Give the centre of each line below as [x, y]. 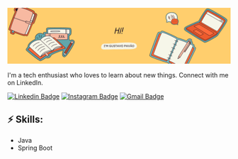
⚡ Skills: [25, 120]
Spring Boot [35, 148]
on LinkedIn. [25, 83]
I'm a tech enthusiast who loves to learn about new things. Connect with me [118, 75]
